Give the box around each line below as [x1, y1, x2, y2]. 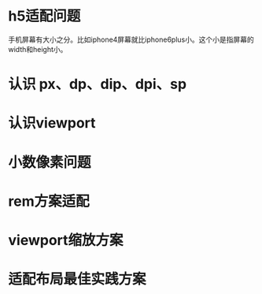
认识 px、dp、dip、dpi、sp [8, 76, 187, 93]
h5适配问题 [8, 7, 81, 25]
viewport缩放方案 [8, 231, 124, 249]
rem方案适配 [8, 192, 90, 210]
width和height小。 [8, 44, 68, 54]
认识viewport [8, 114, 96, 132]
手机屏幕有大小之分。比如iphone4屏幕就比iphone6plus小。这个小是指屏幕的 [8, 35, 254, 44]
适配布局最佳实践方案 [8, 270, 147, 288]
